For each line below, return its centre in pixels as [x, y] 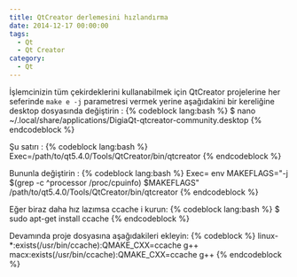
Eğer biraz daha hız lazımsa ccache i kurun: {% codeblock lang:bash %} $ [145, 209]
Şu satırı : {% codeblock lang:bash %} [78, 146]
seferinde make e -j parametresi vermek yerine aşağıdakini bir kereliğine [142, 101]
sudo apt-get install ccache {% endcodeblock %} [100, 219]
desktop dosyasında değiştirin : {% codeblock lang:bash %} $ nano [133, 111]
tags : [19, 34]
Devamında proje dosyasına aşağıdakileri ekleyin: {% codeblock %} [133, 235]
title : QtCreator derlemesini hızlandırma [89, 17]
